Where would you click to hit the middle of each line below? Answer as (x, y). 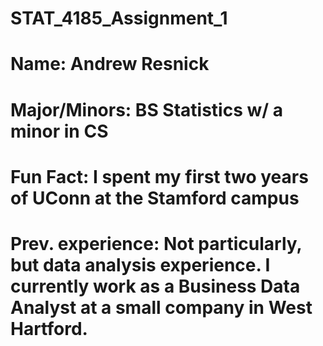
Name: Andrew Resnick (110, 64)
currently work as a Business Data (155, 286)
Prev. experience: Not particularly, (156, 243)
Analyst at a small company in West (161, 307)
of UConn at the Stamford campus (155, 198)
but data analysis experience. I (140, 264)
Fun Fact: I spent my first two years (159, 176)
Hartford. (49, 328)
